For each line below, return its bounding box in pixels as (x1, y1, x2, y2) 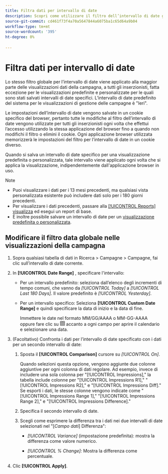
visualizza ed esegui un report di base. (12, 208, 92, 214)
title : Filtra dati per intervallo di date (5, 8, 97, 13)
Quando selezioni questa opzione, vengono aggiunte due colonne (19, 361, 156, 367)
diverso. (5, 142, 22, 148)
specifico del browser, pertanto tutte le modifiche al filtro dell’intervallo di (5, 115, 156, 121)
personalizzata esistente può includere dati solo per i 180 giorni (12, 192, 143, 198)
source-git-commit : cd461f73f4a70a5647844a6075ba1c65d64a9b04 (5, 19, 137, 24)
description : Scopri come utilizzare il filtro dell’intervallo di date (5, 13, 160, 19)
